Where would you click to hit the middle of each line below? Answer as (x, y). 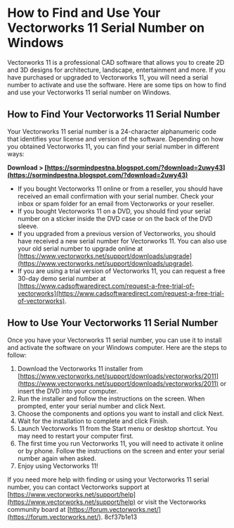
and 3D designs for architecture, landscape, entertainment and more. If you (117, 70)
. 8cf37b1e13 (119, 517)
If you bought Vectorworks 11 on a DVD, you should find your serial (114, 211)
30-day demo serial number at (61, 278)
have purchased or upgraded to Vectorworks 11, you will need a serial (108, 77)
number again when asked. (57, 458)
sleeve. (28, 226)
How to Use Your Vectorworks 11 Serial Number (113, 323)
